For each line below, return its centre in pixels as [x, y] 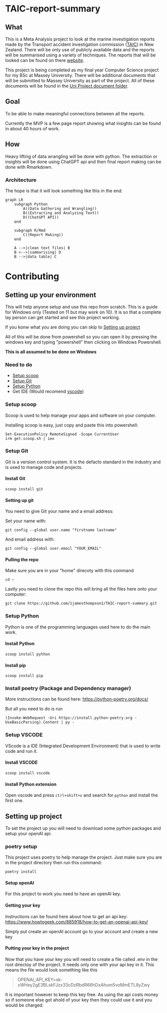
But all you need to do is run [34, 709]
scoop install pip [24, 676]
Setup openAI [20, 883]
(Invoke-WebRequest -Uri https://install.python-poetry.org [69, 718]
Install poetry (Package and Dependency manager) [68, 688]
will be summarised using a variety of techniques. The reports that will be [81, 55]
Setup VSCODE [24, 735]
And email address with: [30, 539]
